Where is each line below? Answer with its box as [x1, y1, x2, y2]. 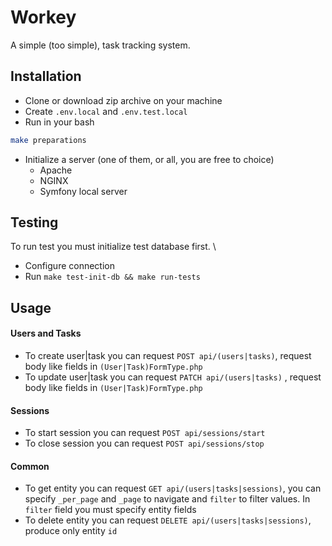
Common [10, 460, 50, 472]
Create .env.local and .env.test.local [24, 105, 188, 117]
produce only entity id [24, 525, 118, 537]
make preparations [10, 135, 87, 145]
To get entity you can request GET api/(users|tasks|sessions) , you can [24, 482, 322, 495]
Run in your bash [24, 116, 95, 128]
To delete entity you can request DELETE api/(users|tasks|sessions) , [24, 514, 312, 526]
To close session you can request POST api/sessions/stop [24, 437, 265, 450]
